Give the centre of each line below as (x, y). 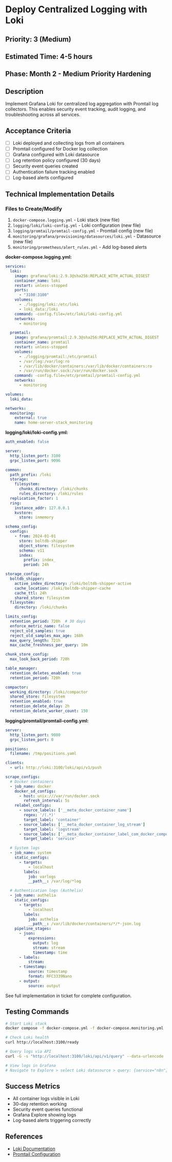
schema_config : (21, 527)
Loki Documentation (34, 1149)
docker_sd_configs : (35, 791)
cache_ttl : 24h (31, 593)
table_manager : (21, 669)
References (24, 1136)
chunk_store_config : (27, 654)
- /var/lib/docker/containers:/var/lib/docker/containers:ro (85, 366)
